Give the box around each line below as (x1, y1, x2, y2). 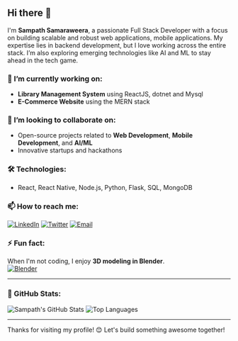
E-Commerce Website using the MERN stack (17, 97, 150, 106)
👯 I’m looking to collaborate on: (7, 115, 116, 125)
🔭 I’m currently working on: (7, 74, 103, 84)
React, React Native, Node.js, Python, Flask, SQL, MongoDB (17, 183, 193, 191)
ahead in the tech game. (7, 56, 79, 65)
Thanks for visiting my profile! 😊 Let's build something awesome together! (7, 325, 225, 334)
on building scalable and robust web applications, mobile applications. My (7, 33, 223, 42)
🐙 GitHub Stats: (7, 289, 62, 298)
